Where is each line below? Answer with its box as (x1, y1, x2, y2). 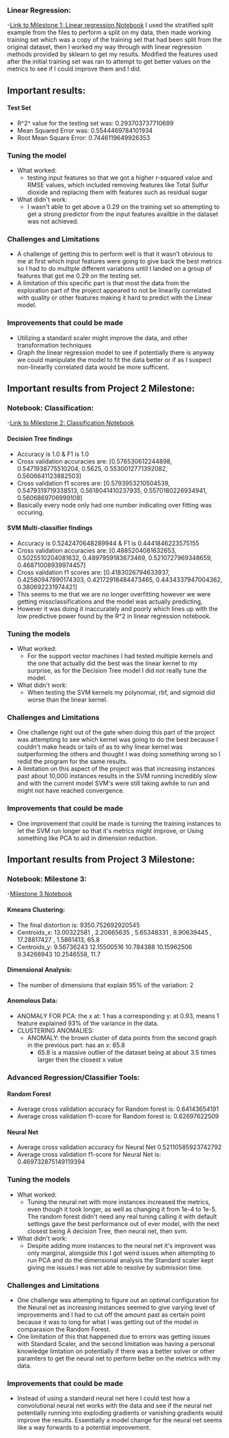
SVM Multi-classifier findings (7, 524, 93, 532)
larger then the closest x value (37, 1055, 123, 1064)
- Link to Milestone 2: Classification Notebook (7, 419, 135, 427)
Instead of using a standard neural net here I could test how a (16, 1394, 190, 1402)
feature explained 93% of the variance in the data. (16, 1019, 159, 1027)
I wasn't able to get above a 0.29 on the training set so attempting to (27, 203, 220, 211)
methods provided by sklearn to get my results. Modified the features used (7, 50, 218, 58)
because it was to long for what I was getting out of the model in (16, 1317, 199, 1326)
